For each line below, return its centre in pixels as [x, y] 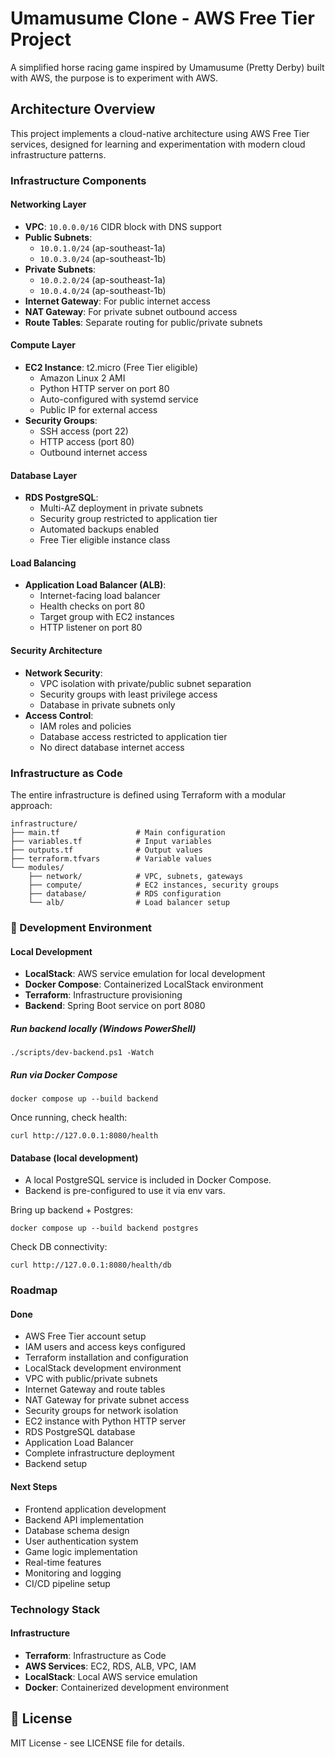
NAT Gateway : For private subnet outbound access [131, 311]
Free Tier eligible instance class [105, 540]
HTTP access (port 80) [87, 442]
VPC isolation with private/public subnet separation [145, 683]
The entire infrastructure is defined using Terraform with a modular [148, 794]
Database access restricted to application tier [133, 736]
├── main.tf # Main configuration [118, 832]
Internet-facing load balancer [100, 596]
